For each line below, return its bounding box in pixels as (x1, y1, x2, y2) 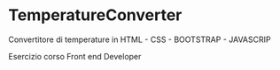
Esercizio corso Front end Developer (8, 51, 142, 61)
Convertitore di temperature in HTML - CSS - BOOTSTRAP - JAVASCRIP (8, 34, 271, 45)
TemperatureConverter (8, 5, 183, 25)
